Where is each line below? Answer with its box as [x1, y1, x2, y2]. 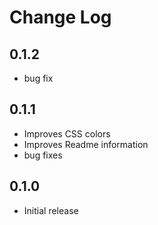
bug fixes [23, 149, 63, 161]
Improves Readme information [23, 138, 149, 150]
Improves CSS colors [23, 127, 111, 140]
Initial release [23, 204, 79, 216]
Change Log [9, 6, 112, 29]
